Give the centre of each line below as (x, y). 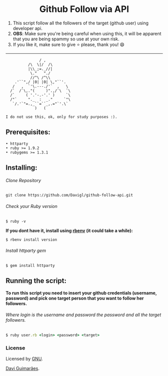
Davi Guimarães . (22, 368)
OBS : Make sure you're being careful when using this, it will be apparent (87, 33)
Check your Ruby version (32, 206)
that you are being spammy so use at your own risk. (66, 39)
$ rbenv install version (31, 240)
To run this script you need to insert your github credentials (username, (81, 293)
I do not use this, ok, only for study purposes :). (62, 117)
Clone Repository (23, 180)
